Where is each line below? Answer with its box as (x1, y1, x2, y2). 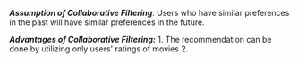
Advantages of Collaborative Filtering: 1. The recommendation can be (9, 35, 272, 44)
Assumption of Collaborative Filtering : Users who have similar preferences (9, 8, 290, 18)
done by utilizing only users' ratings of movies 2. (9, 43, 189, 54)
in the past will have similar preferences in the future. (9, 17, 205, 28)
